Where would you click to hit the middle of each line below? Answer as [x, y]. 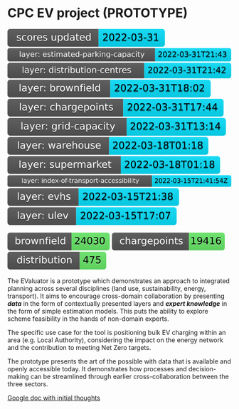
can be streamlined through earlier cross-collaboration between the [129, 376]
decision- [202, 368]
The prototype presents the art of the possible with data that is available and [119, 361]
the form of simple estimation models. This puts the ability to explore [108, 311]
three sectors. [28, 384]
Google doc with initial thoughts [54, 398]
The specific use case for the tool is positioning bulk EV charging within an [117, 332]
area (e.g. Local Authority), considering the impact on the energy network [116, 340]
